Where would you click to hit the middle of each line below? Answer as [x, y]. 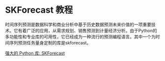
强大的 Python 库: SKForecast [35, 53]
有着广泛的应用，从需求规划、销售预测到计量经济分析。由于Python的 [87, 30]
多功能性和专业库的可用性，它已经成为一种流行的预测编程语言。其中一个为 [80, 37]
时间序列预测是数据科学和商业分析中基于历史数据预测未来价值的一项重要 [78, 24]
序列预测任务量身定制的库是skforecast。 [50, 42]
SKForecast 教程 [39, 10]
